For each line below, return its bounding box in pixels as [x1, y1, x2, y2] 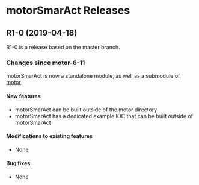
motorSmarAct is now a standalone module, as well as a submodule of [6, 72, 180, 80]
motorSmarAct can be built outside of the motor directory [14, 106, 158, 113]
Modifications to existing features [6, 133, 93, 140]
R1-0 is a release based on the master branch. [6, 43, 120, 51]
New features [6, 92, 41, 99]
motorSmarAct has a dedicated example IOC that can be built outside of [14, 112, 194, 119]
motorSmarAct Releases [6, 4, 130, 17]
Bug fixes [6, 160, 31, 167]
